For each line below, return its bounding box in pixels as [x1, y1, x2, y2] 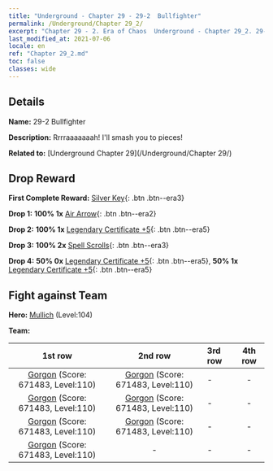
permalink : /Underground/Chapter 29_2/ [8, 20, 144, 28]
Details [8, 95, 45, 109]
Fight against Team [8, 288, 108, 302]
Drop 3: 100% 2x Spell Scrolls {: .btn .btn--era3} [8, 241, 169, 251]
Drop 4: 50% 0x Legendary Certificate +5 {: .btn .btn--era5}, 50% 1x [8, 256, 238, 266]
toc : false [8, 58, 45, 66]
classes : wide [8, 65, 57, 73]
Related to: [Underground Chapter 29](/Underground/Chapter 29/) [8, 148, 232, 158]
